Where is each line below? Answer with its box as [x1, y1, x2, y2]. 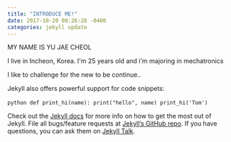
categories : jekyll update [7, 23, 87, 31]
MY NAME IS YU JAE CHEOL [7, 43, 92, 52]
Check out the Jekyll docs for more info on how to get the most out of [7, 111, 212, 121]
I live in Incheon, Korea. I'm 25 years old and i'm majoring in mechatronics [7, 57, 224, 65]
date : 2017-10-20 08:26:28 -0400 [7, 17, 107, 24]
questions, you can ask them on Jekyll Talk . [7, 127, 136, 136]
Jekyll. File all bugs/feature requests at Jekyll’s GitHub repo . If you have [7, 119, 217, 128]
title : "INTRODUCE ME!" [7, 10, 78, 18]
